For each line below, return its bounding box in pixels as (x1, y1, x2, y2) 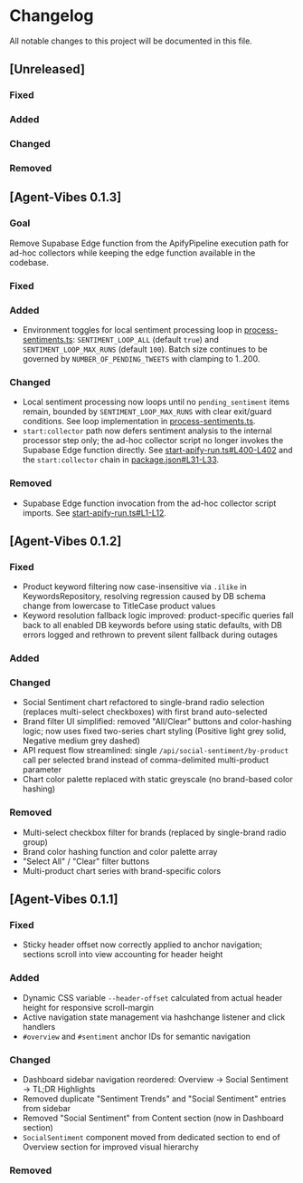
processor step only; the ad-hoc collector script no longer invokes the (22, 435, 284, 446)
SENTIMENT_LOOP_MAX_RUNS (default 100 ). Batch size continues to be (22, 344, 269, 354)
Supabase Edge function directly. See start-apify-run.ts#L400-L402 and (22, 445, 293, 456)
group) (22, 836, 48, 848)
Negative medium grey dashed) (22, 735, 140, 746)
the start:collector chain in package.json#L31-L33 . (22, 454, 220, 465)
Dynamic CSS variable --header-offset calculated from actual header (22, 992, 283, 1003)
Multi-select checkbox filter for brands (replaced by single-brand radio (22, 827, 287, 838)
